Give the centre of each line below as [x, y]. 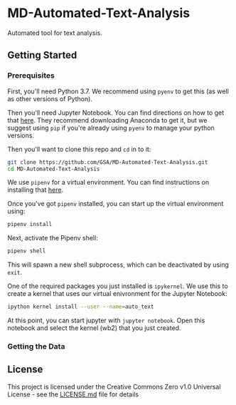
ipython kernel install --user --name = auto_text [81, 307]
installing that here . [36, 190]
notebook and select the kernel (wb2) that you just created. [94, 328]
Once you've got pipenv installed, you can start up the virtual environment [116, 204]
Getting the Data [36, 346]
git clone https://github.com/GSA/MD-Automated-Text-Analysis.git [108, 162]
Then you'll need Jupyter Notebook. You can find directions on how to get [116, 113]
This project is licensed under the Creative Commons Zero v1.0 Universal [114, 386]
